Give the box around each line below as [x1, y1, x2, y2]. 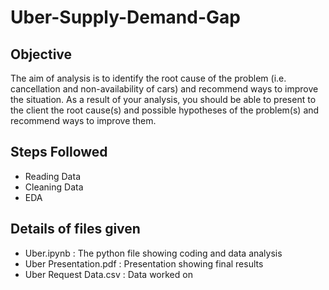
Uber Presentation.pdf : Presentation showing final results [24, 257, 264, 270]
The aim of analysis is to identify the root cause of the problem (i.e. [10, 72, 287, 84]
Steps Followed [10, 144, 108, 161]
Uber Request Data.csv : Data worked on [24, 268, 193, 280]
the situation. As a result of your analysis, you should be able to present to [10, 94, 317, 105]
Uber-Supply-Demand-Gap [10, 6, 241, 29]
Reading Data [24, 170, 81, 182]
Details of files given [10, 221, 141, 238]
